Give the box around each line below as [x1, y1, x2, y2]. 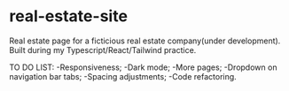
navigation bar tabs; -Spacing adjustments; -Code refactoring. [9, 71, 237, 81]
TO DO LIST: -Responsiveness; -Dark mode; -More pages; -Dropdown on [9, 62, 277, 72]
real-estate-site [9, 6, 129, 27]
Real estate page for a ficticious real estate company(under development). [9, 35, 281, 46]
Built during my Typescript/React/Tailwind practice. [9, 44, 197, 55]
